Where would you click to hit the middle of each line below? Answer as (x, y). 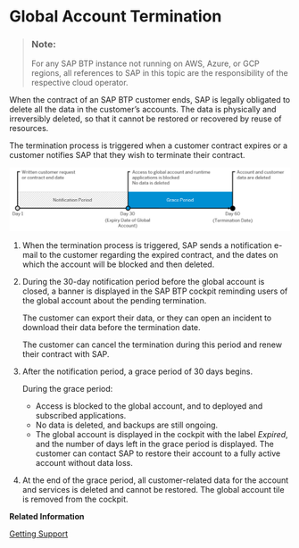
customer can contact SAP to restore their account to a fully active (158, 453)
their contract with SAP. (66, 354)
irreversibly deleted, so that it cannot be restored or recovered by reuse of (146, 119)
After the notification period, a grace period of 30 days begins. (137, 371)
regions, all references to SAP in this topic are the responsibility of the (159, 73)
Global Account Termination (116, 17)
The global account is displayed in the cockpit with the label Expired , (162, 435)
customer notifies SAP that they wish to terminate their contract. (127, 155)
